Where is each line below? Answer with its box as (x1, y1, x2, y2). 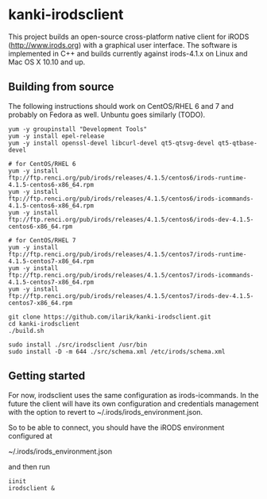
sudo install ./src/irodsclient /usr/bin (8, 340, 148, 349)
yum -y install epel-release (8, 132, 105, 140)
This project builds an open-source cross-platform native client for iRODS (8, 32, 250, 41)
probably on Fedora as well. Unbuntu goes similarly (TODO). (8, 110, 206, 119)
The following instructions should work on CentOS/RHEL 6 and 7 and (8, 101, 234, 110)
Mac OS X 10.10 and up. (8, 57, 86, 67)
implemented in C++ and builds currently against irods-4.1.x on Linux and (8, 48, 248, 58)
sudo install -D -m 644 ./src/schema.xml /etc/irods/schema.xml (8, 347, 226, 355)
